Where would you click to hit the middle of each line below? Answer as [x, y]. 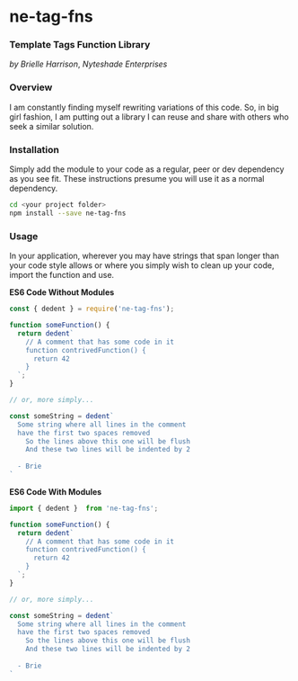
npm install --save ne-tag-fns [68, 213]
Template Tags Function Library [80, 45]
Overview [31, 87]
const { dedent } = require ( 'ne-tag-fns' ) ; [92, 309]
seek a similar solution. [52, 126]
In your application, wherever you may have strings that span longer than [145, 256]
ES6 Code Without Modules [62, 292]
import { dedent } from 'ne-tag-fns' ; [84, 508]
